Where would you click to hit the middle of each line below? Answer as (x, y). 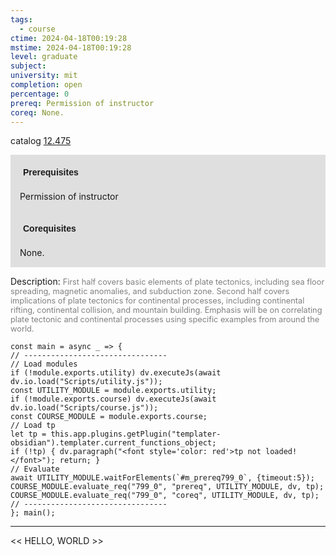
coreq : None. (37, 112)
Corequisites (50, 229)
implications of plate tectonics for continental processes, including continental (157, 301)
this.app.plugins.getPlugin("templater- (136, 434)
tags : (21, 19)
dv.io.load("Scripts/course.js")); (84, 408)
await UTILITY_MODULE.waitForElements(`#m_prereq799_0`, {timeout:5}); (162, 478)
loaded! (281, 452)
